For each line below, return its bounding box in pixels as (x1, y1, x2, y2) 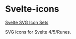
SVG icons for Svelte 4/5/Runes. (5, 29, 71, 35)
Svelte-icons (5, 3, 60, 15)
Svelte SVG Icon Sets (5, 19, 49, 25)
